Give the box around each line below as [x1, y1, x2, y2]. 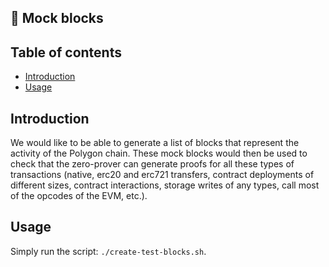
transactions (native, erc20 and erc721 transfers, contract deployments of [10, 169, 315, 181]
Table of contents [10, 44, 122, 61]
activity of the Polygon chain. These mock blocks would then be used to [10, 147, 308, 160]
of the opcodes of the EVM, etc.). [10, 190, 148, 202]
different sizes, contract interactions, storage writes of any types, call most [10, 179, 320, 191]
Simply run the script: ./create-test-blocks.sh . [10, 245, 207, 257]
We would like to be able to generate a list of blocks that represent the [10, 137, 300, 149]
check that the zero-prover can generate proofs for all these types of [10, 158, 295, 170]
